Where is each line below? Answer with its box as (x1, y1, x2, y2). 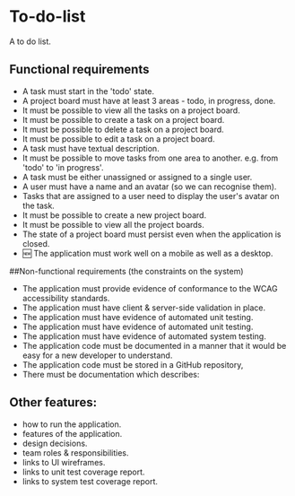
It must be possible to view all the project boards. (22, 219, 204, 230)
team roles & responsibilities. (22, 447, 129, 458)
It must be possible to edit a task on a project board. (22, 133, 215, 144)
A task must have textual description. (22, 143, 160, 153)
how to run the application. (22, 419, 122, 430)
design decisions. (22, 438, 88, 448)
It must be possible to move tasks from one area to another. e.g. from (22, 152, 279, 163)
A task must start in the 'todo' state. (22, 85, 155, 96)
